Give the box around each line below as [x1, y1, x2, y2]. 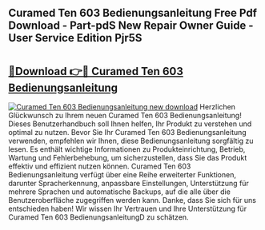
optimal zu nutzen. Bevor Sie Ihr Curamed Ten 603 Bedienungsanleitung [8, 128, 247, 137]
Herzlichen [199, 102, 236, 111]
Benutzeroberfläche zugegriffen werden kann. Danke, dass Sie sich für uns [8, 196, 256, 204]
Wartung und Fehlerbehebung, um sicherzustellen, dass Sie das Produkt [8, 153, 247, 162]
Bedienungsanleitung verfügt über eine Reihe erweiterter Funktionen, [8, 170, 237, 179]
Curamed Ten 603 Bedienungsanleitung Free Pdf [8, 6, 258, 20]
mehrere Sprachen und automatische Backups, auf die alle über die [8, 187, 231, 196]
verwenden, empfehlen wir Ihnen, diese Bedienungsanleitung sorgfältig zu [8, 136, 254, 145]
